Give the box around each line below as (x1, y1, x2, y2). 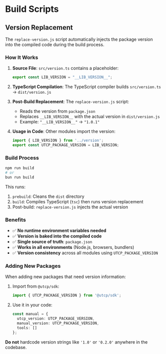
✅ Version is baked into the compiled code (12, 233, 102, 239)
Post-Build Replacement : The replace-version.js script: (12, 99, 129, 105)
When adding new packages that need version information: (5, 274, 126, 280)
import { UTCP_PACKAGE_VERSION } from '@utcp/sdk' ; (12, 293, 121, 298)
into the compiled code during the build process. (5, 42, 105, 48)
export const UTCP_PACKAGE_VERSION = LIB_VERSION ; (12, 143, 119, 148)
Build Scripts (5, 3, 59, 15)
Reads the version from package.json (19, 108, 96, 115)
